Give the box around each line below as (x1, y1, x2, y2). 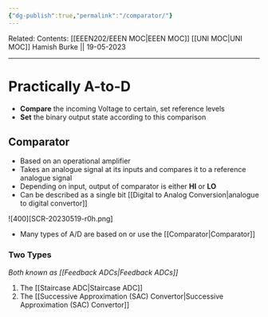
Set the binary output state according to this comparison (19, 112, 207, 122)
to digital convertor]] (19, 198, 88, 208)
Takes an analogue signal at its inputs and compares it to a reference (19, 165, 246, 174)
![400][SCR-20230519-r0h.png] (8, 214, 113, 224)
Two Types (8, 249, 52, 260)
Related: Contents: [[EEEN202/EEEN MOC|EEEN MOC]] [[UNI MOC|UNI (8, 33, 243, 43)
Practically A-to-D (8, 77, 132, 96)
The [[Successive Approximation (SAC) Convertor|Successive (19, 292, 224, 301)
